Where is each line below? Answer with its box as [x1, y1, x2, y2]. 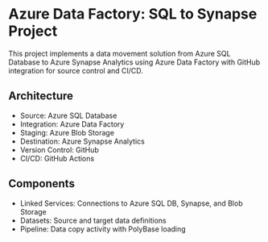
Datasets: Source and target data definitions [19, 215, 167, 225]
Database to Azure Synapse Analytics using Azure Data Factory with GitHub [8, 57, 261, 67]
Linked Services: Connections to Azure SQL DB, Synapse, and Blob [19, 198, 243, 208]
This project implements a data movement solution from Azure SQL [8, 48, 231, 58]
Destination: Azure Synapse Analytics [19, 136, 145, 146]
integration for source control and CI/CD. [8, 65, 143, 75]
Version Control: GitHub [19, 144, 99, 154]
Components [8, 177, 75, 190]
